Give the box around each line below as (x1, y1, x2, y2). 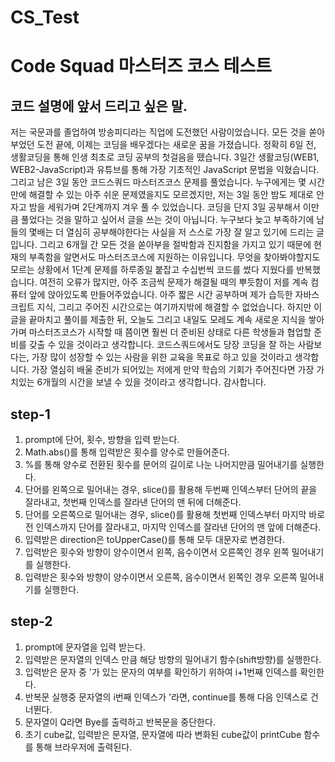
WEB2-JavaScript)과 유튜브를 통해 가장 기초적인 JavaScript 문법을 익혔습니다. (10, 164, 320, 176)
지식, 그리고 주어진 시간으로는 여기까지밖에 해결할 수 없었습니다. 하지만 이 (36, 301, 323, 313)
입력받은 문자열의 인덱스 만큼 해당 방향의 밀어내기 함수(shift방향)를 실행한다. (24, 653, 322, 665)
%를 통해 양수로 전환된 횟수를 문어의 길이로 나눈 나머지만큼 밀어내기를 (24, 459, 298, 470)
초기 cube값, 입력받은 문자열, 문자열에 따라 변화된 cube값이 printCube (24, 728, 302, 740)
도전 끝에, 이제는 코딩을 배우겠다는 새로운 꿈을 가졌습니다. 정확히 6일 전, (36, 139, 317, 151)
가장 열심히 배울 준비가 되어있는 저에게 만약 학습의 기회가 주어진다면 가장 (31, 364, 315, 376)
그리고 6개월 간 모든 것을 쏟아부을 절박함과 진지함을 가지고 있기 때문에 (39, 239, 312, 251)
